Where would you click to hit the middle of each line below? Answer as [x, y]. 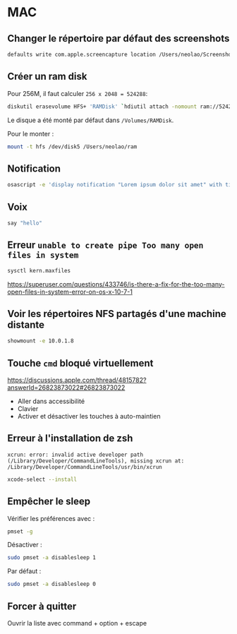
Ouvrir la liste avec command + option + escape [77, 623]
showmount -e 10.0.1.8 [41, 341]
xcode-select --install [42, 479]
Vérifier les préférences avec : [51, 518]
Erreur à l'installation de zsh [70, 438]
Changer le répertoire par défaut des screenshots [119, 38]
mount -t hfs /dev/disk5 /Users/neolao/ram [72, 146]
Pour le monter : [31, 133]
